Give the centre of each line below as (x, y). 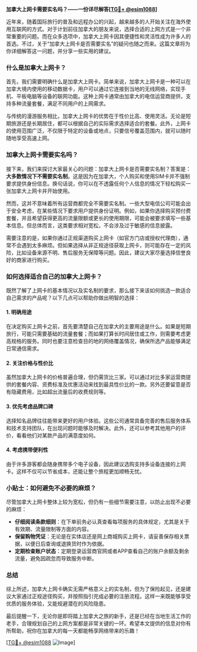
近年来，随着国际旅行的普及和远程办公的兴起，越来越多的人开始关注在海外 (96, 22)
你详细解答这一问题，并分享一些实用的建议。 (60, 51)
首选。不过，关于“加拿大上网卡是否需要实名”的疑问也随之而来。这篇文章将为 (98, 44)
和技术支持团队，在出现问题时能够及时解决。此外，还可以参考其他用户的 (93, 428)
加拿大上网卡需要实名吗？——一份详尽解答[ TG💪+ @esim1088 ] (82, 9)
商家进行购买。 (34, 260)
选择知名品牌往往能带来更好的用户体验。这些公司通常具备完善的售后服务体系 (98, 421)
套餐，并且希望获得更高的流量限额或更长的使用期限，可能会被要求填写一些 (96, 218)
